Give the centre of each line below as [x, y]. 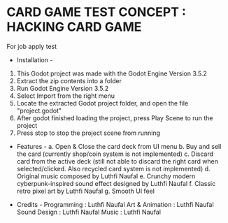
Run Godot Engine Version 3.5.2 [63, 88]
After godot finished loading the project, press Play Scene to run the [115, 118]
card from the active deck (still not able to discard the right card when [117, 161]
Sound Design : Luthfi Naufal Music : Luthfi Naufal [89, 212]
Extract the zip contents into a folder [69, 80]
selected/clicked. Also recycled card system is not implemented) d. [113, 168]
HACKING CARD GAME [74, 27]
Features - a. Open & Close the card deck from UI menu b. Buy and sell [119, 146]
